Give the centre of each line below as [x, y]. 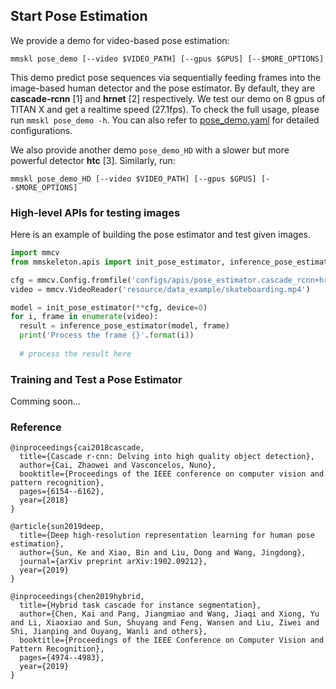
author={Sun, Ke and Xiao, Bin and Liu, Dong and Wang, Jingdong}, [163, 553]
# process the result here [75, 354]
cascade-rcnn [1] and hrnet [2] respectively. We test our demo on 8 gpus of [168, 98]
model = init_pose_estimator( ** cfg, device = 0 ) [109, 307]
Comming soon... [45, 401]
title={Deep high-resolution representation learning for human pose [167, 535]
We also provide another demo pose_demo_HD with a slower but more [150, 150]
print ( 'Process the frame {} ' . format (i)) [107, 335]
